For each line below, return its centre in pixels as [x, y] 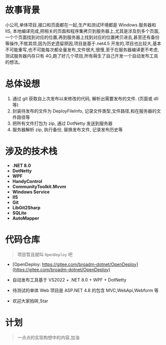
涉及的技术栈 [31, 151]
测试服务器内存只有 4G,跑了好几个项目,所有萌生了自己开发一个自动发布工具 [82, 56]
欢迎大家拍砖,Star [30, 301]
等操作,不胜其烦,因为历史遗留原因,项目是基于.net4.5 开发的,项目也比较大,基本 [83, 43]
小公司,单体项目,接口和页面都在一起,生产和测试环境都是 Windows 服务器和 [81, 25]
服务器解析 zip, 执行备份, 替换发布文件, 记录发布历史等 [67, 129]
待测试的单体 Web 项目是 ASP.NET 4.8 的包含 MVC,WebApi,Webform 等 [85, 290]
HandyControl [27, 181]
